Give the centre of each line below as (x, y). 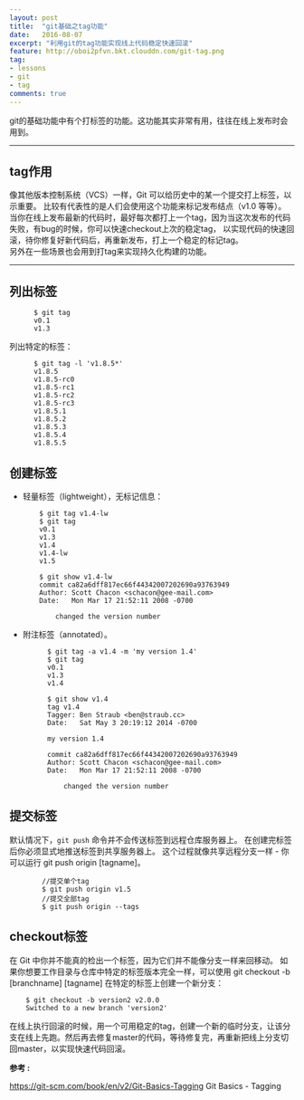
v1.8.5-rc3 (54, 404)
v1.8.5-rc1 (54, 387)
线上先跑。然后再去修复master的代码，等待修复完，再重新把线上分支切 (157, 1037)
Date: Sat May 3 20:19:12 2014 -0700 (122, 722)
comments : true (38, 93)
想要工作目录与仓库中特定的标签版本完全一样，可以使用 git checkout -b (158, 971)
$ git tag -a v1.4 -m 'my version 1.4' (122, 651)
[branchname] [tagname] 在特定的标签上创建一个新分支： (117, 982)
